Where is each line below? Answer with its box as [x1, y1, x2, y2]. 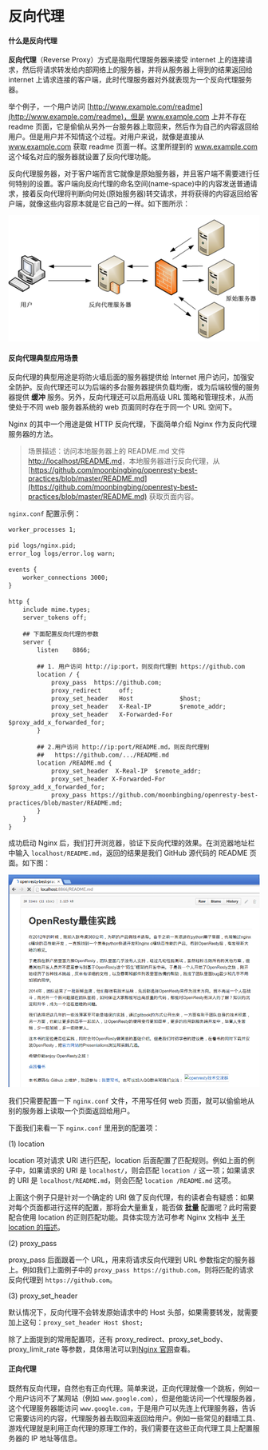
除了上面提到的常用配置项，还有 [8, 1334, 113, 1344]
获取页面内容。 [148, 492, 199, 501]
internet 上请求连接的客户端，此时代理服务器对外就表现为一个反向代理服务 [8, 75, 253, 85]
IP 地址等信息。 [30, 1433, 82, 1443]
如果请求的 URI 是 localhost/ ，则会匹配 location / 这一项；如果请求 [29, 1165, 255, 1175]
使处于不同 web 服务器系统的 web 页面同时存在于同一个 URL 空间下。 [8, 402, 237, 412]
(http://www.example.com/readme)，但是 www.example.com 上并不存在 [8, 112, 247, 122]
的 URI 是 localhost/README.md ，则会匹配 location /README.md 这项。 [8, 1175, 235, 1184]
